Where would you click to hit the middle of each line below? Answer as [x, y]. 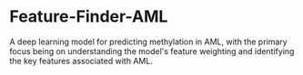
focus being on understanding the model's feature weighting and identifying [152, 51]
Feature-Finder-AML [89, 17]
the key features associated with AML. [81, 61]
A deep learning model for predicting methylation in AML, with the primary [149, 42]
